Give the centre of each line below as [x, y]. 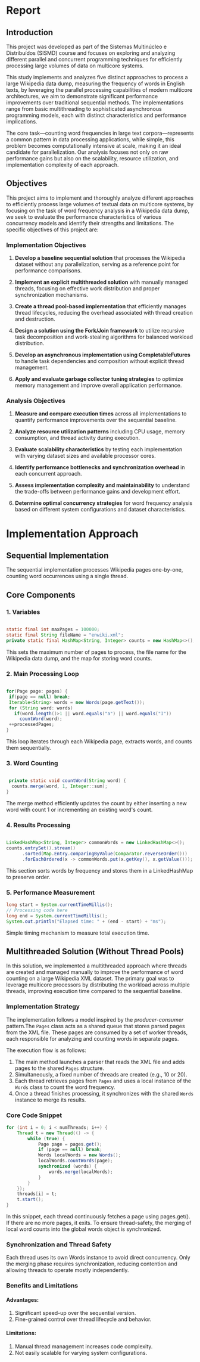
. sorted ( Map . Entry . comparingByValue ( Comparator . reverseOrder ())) [104, 854]
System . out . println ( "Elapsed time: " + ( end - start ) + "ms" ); [86, 922]
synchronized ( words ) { [67, 1166]
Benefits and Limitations [42, 1286]
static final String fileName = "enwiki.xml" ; [65, 635]
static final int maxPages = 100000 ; [53, 629]
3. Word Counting [32, 763]
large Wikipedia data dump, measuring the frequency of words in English [96, 83]
